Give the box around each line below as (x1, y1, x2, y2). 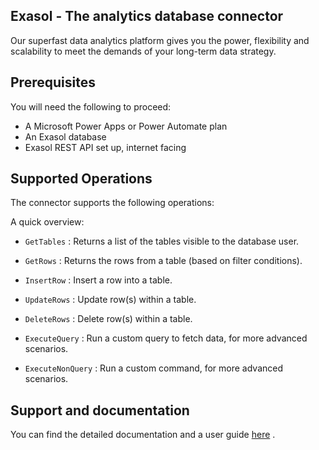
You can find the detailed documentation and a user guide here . (10, 429, 276, 441)
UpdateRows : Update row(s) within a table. (24, 294, 197, 306)
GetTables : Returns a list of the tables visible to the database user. (24, 235, 300, 248)
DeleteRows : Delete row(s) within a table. (24, 313, 193, 325)
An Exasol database (24, 130, 107, 143)
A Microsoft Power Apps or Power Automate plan (24, 120, 228, 132)
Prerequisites (10, 74, 96, 91)
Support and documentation (10, 402, 190, 419)
